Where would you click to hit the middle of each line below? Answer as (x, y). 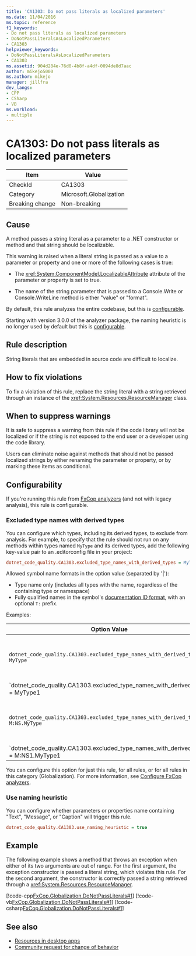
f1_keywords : (22, 28)
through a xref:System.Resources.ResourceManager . (70, 885)
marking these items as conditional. (49, 467)
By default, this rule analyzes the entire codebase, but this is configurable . (95, 309)
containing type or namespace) (52, 591)
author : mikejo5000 (30, 71)
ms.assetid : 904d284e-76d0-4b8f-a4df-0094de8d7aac (69, 66)
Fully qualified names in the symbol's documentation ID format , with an (100, 597)
